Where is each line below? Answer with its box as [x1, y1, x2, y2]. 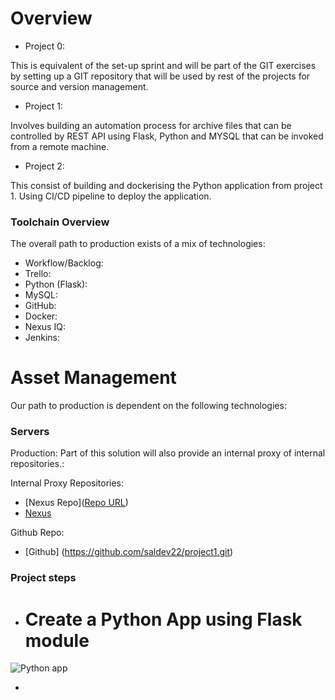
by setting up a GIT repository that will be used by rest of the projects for [10, 70, 311, 82]
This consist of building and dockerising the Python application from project [10, 179, 323, 191]
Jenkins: [24, 332, 60, 344]
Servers [10, 425, 50, 439]
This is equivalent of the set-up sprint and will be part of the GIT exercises [10, 59, 317, 71]
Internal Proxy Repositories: [10, 477, 125, 489]
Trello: [24, 268, 52, 280]
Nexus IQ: [24, 321, 66, 333]
